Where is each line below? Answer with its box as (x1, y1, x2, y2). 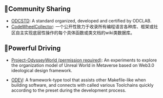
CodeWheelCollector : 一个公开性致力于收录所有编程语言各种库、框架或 (11, 23, 154, 29)
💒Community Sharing (4, 5, 71, 13)
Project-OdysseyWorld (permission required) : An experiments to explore (11, 57, 157, 63)
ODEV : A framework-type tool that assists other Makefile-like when (11, 77, 146, 83)
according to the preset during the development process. (11, 87, 126, 93)
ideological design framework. (11, 67, 73, 73)
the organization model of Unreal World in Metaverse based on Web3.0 (11, 62, 154, 68)
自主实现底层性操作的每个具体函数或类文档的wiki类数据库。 (15, 30, 135, 36)
